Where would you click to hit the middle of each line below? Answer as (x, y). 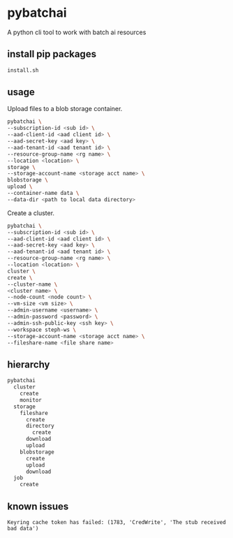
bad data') (23, 528)
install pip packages (52, 54)
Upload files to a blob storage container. (65, 109)
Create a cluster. (31, 213)
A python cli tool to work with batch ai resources (77, 32)
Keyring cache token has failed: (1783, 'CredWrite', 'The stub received (117, 522)
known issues (38, 506)
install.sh (23, 70)
